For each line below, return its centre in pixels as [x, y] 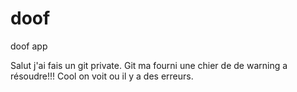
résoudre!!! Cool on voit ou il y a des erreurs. [102, 76]
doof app [29, 46]
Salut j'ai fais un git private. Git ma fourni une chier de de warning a [149, 65]
